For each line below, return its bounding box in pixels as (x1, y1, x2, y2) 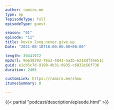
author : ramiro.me (5, 7, 43, 12)
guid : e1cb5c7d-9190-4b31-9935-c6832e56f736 (5, 62, 99, 67)
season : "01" (5, 30, 32, 35)
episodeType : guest (5, 21, 46, 26)
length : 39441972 (5, 53, 41, 58)
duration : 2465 (5, 67, 37, 72)
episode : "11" (5, 35, 35, 40)
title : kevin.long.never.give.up (5, 39, 75, 45)
